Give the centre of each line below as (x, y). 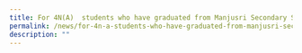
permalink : (30, 26)
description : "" (40, 34)
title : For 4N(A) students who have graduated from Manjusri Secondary (148, 18)
